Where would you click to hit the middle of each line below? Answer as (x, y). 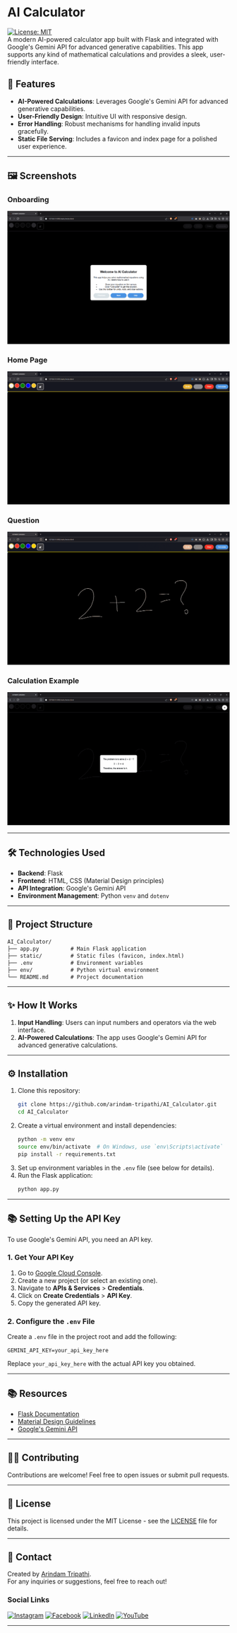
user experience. (42, 146)
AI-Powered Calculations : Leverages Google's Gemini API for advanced (123, 101)
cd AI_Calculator (43, 1112)
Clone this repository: (49, 1091)
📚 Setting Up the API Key (64, 1219)
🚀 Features (31, 84)
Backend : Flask (40, 873)
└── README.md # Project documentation (75, 977)
